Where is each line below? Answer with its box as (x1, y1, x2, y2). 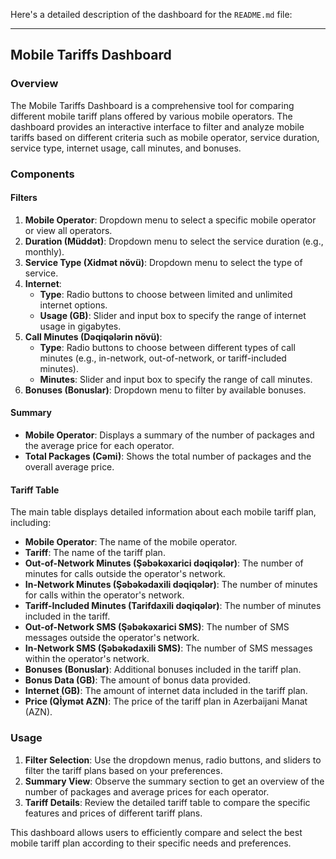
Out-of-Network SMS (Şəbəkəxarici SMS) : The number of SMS (24, 621, 290, 633)
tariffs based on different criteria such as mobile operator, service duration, (10, 131, 320, 143)
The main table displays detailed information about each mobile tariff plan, (10, 506, 317, 518)
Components (10, 167, 75, 181)
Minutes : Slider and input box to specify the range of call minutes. (39, 373, 313, 385)
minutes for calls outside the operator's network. (24, 568, 226, 580)
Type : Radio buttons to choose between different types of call (39, 341, 296, 353)
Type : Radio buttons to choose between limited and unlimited (39, 288, 293, 300)
